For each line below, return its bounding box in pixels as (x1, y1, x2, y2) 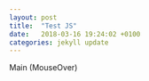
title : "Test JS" (9, 21, 77, 30)
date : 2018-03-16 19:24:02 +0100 (9, 29, 141, 38)
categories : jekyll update (9, 37, 109, 47)
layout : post (9, 12, 58, 22)
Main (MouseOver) (9, 62, 78, 73)
